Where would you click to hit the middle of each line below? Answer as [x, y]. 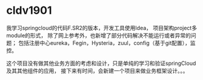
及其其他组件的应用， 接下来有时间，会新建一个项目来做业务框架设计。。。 [97, 70]
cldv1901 [29, 11]
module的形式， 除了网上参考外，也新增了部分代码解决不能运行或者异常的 [98, 35]
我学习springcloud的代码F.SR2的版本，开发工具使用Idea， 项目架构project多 [102, 28]
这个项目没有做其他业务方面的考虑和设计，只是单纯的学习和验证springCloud [101, 63]
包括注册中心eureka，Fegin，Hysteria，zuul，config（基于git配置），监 [107, 43]
